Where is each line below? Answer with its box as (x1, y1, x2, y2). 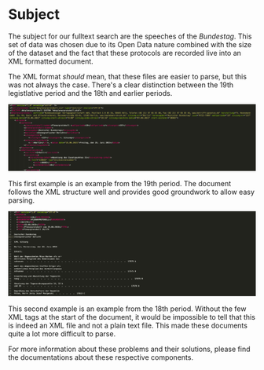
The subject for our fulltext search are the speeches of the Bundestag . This (8, 31, 252, 41)
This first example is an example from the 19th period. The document (8, 178, 232, 188)
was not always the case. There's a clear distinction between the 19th (8, 80, 234, 90)
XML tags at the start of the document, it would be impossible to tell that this (8, 312, 255, 321)
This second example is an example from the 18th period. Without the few (8, 304, 247, 313)
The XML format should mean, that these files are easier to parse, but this (8, 71, 247, 81)
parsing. (8, 195, 35, 205)
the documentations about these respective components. (8, 352, 194, 362)
